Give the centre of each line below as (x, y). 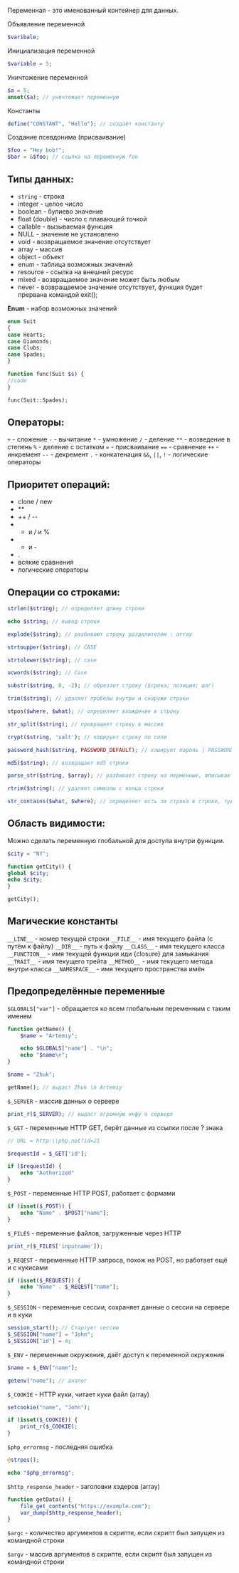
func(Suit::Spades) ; (38, 400)
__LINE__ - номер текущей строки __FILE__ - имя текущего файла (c (110, 939)
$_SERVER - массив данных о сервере (63, 1101)
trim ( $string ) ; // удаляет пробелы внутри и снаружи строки (99, 699)
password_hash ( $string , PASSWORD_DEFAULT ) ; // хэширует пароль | (106, 750)
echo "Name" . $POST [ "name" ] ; (65, 1213)
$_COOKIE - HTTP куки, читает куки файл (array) (79, 1394)
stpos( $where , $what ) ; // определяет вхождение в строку (94, 711)
